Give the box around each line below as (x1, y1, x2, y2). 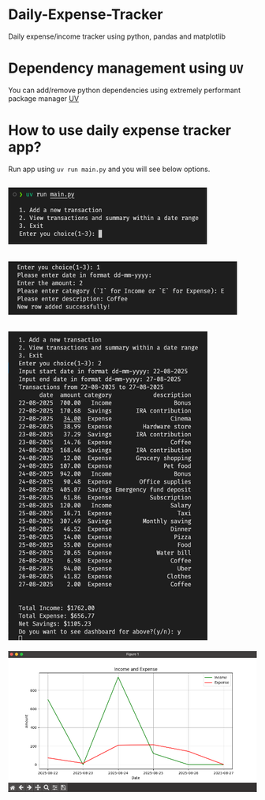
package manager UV (8, 93, 80, 103)
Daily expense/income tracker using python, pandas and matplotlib (8, 32, 226, 41)
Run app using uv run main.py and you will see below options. (8, 164, 211, 174)
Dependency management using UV (8, 59, 244, 77)
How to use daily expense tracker (8, 121, 232, 140)
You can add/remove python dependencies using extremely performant (8, 85, 241, 95)
